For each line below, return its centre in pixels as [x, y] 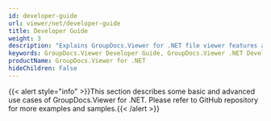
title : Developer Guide [48, 31]
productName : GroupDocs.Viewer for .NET [77, 61]
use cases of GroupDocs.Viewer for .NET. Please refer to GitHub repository [133, 100]
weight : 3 [25, 38]
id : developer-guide [43, 16]
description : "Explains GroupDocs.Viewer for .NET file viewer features [133, 46]
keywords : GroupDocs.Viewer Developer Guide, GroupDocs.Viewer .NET [126, 53]
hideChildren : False [43, 69]
